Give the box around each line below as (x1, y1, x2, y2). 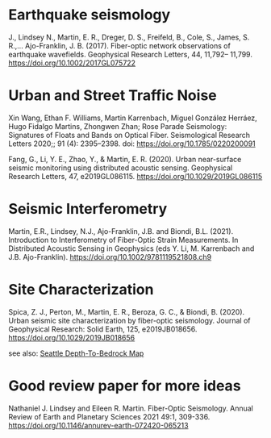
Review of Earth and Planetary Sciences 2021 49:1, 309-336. (8, 411, 211, 421)
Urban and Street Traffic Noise (8, 86, 217, 105)
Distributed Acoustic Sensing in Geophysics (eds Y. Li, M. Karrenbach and (8, 244, 255, 253)
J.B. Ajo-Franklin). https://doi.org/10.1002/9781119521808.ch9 (8, 252, 212, 261)
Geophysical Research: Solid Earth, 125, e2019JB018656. (8, 324, 198, 334)
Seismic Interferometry (8, 200, 168, 219)
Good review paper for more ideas (8, 377, 241, 394)
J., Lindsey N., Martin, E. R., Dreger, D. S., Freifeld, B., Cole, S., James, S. (8, 32, 250, 42)
